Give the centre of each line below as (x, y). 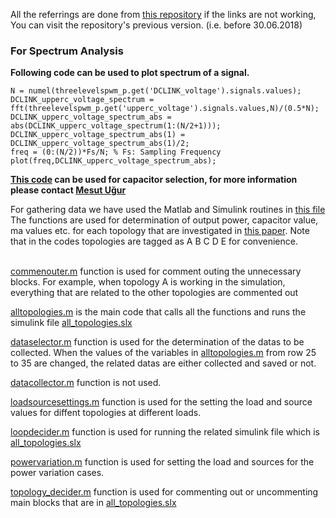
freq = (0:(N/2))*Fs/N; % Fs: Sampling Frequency (116, 152)
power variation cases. (57, 473)
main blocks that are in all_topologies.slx (93, 503)
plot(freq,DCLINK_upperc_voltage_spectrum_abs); (113, 161)
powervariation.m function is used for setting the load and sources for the (162, 462)
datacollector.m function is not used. (86, 383)
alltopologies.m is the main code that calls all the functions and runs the (158, 312)
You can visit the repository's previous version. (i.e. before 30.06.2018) (156, 25)
